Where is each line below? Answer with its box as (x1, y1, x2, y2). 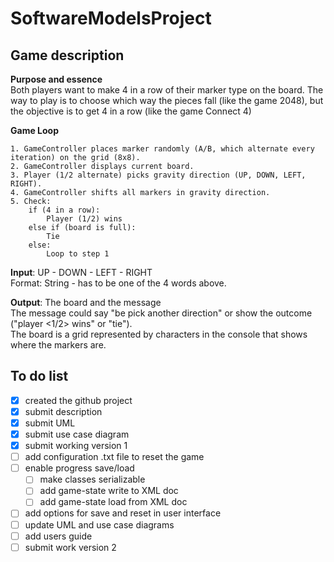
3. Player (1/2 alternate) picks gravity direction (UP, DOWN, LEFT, (10, 170, 307, 180)
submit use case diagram (24, 428, 130, 440)
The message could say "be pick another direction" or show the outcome (10, 307, 313, 319)
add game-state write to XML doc (39, 485, 179, 497)
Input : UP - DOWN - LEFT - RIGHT (10, 267, 153, 278)
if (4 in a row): (28, 205, 101, 215)
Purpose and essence (10, 73, 103, 85)
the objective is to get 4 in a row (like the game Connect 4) (10, 105, 252, 117)
